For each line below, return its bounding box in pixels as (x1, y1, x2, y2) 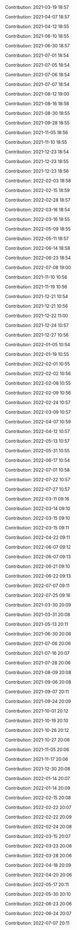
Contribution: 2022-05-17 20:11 (5, 882, 69, 887)
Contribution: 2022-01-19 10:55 (5, 351, 70, 357)
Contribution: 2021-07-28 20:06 (5, 660, 71, 666)
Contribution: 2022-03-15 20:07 (5, 833, 71, 839)
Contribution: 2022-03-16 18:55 (5, 216, 70, 222)
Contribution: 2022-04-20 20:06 (5, 872, 72, 878)
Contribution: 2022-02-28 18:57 (5, 197, 71, 203)
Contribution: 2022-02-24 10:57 (5, 400, 71, 405)
